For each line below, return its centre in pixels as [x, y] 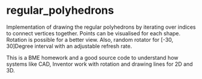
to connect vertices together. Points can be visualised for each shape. [93, 33]
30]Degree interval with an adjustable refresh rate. [69, 46]
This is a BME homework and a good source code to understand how [92, 57]
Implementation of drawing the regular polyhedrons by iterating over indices [101, 27]
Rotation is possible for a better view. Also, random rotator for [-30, [90, 39]
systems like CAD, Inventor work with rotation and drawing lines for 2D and [100, 64]
